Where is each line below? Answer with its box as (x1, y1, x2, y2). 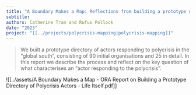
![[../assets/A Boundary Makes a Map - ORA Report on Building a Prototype (6, 76, 187, 83)
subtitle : (6, 14, 30, 20)
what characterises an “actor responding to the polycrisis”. (20, 65, 162, 72)
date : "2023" (6, 24, 38, 31)
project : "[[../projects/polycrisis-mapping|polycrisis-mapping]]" (6, 30, 174, 36)
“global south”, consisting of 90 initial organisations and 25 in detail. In (20, 52, 190, 59)
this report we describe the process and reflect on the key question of (20, 59, 189, 66)
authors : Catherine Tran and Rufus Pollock (6, 19, 114, 25)
